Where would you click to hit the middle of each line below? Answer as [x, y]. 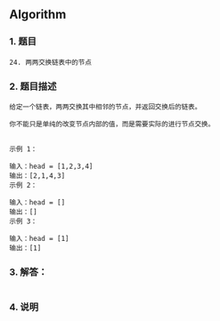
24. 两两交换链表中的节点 [50, 62]
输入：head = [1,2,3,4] [51, 166]
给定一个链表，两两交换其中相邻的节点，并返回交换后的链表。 [106, 107]
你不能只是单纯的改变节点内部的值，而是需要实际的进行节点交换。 [112, 124]
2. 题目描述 [33, 86]
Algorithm [38, 15]
